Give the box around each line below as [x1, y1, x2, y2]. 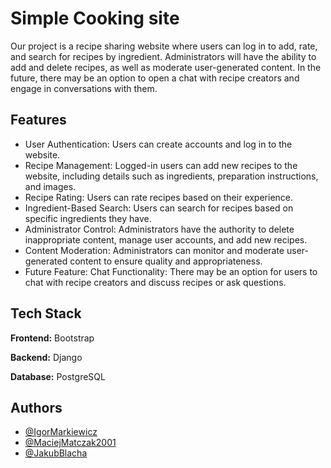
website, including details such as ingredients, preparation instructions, [24, 170, 319, 182]
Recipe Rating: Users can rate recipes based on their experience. [24, 191, 294, 203]
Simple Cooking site [10, 7, 180, 30]
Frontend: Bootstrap [10, 332, 95, 344]
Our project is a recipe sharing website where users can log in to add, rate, [10, 40, 318, 52]
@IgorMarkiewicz [24, 426, 98, 438]
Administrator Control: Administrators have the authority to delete [24, 223, 295, 235]
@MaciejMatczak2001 [24, 437, 117, 449]
